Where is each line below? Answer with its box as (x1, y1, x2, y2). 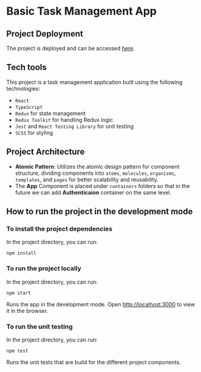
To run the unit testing (6, 322, 73, 331)
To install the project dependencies (6, 224, 113, 233)
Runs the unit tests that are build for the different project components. (6, 358, 181, 366)
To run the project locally (6, 264, 82, 273)
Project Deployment (6, 29, 83, 39)
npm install (6, 250, 36, 256)
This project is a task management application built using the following (6, 78, 183, 86)
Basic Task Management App (6, 4, 157, 18)
